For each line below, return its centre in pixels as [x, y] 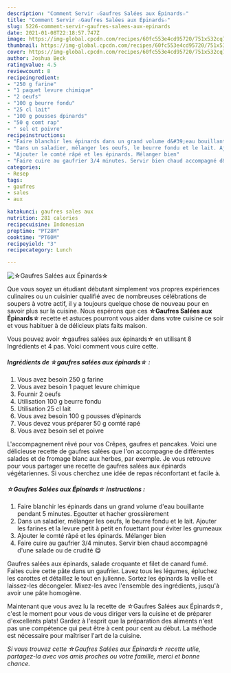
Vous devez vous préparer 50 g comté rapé [79, 424]
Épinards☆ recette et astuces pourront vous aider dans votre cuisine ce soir [115, 318]
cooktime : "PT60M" [33, 237]
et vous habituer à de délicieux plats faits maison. [77, 326]
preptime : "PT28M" [33, 231]
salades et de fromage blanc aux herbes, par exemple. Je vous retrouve [109, 459]
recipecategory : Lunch [40, 250]
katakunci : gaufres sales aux [51, 212]
